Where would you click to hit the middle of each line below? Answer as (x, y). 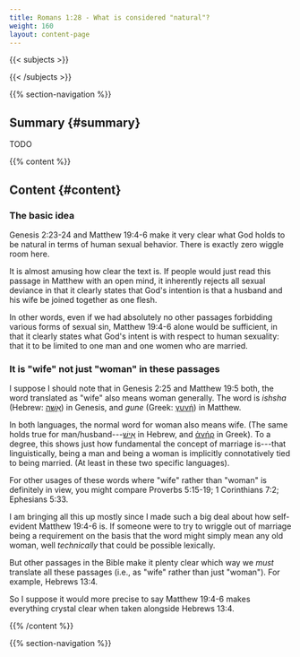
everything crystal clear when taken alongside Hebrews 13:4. (122, 609)
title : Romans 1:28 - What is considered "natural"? (110, 17)
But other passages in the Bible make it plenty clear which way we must (142, 563)
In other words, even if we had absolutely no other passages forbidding (141, 317)
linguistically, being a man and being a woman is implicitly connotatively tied (150, 454)
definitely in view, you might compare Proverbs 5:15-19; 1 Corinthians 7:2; (144, 490)
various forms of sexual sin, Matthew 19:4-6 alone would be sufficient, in (143, 326)
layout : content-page (50, 34)
